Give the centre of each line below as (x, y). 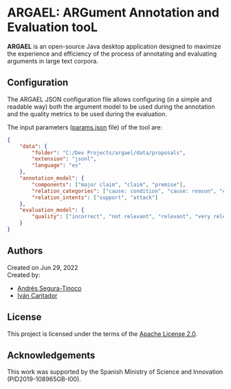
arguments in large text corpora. (53, 61)
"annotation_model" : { (52, 178)
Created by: (24, 275)
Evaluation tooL (53, 27)
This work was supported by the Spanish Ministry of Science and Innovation (115, 372)
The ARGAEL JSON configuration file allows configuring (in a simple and (109, 99)
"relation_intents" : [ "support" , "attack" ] (95, 198)
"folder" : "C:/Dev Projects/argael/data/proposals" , (109, 153)
